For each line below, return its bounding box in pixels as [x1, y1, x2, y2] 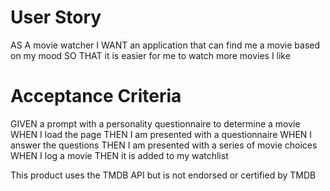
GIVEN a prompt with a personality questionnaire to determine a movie [10, 117, 301, 130]
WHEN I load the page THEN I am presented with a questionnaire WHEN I [10, 128, 313, 140]
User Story [10, 6, 102, 29]
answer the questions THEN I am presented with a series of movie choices [10, 139, 318, 151]
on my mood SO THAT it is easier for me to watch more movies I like [10, 49, 291, 61]
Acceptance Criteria [10, 85, 182, 108]
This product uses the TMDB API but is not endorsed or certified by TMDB [10, 169, 317, 181]
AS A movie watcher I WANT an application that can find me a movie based [10, 39, 321, 51]
